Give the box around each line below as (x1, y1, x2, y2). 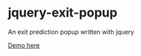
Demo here (8, 41, 40, 49)
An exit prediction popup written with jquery (8, 28, 135, 36)
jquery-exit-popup (8, 5, 118, 21)
